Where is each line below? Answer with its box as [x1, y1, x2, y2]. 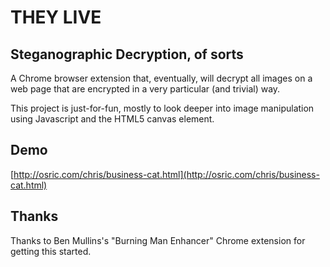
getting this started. [10, 245, 92, 257]
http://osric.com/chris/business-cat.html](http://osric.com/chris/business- [13, 168, 320, 180]
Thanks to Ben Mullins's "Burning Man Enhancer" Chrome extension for [10, 234, 306, 246]
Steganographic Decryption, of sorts [10, 46, 244, 63]
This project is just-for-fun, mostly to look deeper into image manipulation [10, 102, 315, 114]
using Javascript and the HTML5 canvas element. [10, 113, 215, 125]
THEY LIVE [10, 6, 102, 29]
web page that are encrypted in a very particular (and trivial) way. [10, 83, 281, 95]
